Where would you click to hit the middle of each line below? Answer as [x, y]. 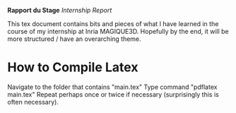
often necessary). [33, 102]
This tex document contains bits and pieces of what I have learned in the [113, 24]
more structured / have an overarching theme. [74, 39]
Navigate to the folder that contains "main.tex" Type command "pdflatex [112, 87]
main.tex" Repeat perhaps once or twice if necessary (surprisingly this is [113, 94]
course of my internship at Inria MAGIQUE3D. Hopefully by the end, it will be [118, 31]
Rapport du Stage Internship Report [60, 10]
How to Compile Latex [73, 67]
